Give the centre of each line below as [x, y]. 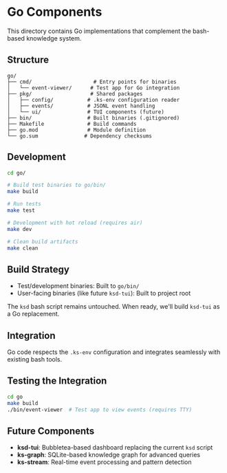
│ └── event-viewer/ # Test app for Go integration [94, 88]
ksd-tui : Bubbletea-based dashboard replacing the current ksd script [115, 448]
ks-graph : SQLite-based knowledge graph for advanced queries [109, 455]
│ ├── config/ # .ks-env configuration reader [94, 100]
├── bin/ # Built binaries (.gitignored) [94, 118]
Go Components [55, 12]
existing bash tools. [35, 360]
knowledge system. [54, 38]
